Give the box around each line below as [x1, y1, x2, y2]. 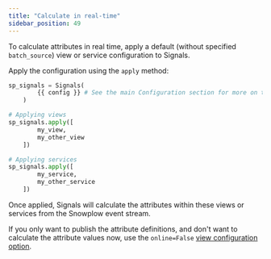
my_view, [37, 126, 67, 134]
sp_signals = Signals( [8, 81, 85, 90]
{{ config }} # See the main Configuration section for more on [37, 89, 258, 97]
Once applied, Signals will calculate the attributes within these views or [8, 199, 244, 210]
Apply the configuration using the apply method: [8, 65, 169, 75]
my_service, [37, 170, 78, 178]
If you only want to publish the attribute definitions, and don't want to [8, 223, 238, 234]
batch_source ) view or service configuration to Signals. [8, 50, 190, 60]
